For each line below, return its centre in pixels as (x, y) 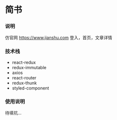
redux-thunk (24, 83)
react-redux (24, 62)
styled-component (30, 88)
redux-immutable (29, 67)
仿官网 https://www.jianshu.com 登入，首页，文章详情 (59, 38)
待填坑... (13, 113)
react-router (24, 77)
